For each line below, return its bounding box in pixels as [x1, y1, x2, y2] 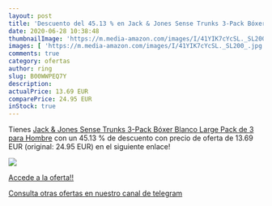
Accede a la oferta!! [8, 173, 74, 182]
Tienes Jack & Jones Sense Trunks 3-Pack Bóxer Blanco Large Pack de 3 [8, 125, 254, 135]
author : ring [8, 65, 53, 73]
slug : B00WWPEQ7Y [8, 72, 67, 80]
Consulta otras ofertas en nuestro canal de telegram [8, 188, 183, 199]
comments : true [8, 49, 60, 58]
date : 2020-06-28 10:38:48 [8, 27, 100, 35]
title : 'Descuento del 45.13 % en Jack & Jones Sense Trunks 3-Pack [8, 19, 244, 28]
